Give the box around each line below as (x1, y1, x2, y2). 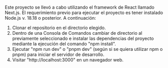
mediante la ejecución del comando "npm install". (12, 41, 117, 47)
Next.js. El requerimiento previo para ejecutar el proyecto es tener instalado (5, 10, 163, 16)
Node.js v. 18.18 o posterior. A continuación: (5, 15, 96, 21)
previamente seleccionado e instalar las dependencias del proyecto (12, 35, 154, 41)
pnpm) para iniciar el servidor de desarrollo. (12, 51, 105, 57)
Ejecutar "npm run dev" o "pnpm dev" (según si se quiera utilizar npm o (12, 46, 163, 52)
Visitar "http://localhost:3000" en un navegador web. (12, 57, 124, 62)
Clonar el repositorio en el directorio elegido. (12, 25, 106, 31)
